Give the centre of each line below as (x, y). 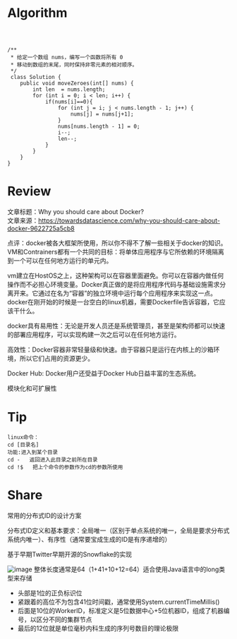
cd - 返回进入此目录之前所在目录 (53, 460)
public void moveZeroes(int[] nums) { (77, 83)
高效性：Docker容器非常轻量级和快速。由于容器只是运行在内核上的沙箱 (110, 349)
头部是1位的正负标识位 (50, 593)
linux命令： (23, 438)
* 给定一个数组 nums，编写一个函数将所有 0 (67, 58)
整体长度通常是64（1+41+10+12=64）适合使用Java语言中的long (127, 569)
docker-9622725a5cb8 (41, 229)
